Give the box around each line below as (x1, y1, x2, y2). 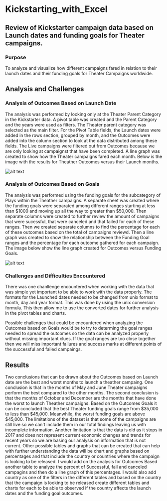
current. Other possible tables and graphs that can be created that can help (5, 442, 161, 449)
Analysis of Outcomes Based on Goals (5, 181, 100, 188)
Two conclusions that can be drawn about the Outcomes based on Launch (5, 374, 159, 379)
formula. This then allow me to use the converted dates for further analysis (5, 305, 159, 311)
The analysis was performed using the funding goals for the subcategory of (5, 192, 161, 198)
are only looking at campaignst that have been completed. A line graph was (5, 148, 161, 154)
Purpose (5, 54, 26, 61)
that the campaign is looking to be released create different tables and (5, 480, 150, 486)
